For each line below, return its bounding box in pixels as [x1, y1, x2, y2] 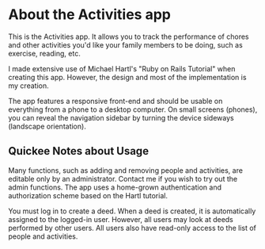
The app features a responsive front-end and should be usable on [8, 96, 223, 105]
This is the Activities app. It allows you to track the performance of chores [8, 32, 249, 41]
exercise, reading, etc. [8, 48, 81, 58]
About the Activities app [8, 6, 172, 24]
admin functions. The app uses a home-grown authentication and [8, 182, 221, 192]
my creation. [8, 81, 49, 90]
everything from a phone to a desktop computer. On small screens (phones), [8, 105, 258, 114]
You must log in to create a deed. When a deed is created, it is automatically [8, 206, 256, 216]
